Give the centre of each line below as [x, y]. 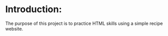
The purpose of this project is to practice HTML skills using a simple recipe [84, 23]
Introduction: [34, 9]
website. [14, 28]
